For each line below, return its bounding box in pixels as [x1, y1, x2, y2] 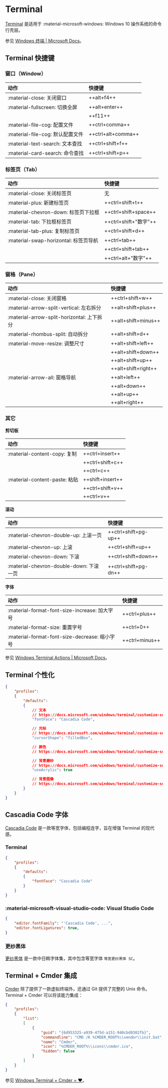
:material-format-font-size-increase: [7, 607, 97, 614]
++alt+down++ [110, 383, 146, 390]
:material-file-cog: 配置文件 [7, 121, 73, 128]
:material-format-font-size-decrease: [7, 633, 99, 640]
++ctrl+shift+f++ [88, 140, 128, 147]
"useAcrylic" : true [31, 768, 72, 773]
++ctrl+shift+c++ [83, 459, 123, 466]
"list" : [23, 1016, 39, 1021]
